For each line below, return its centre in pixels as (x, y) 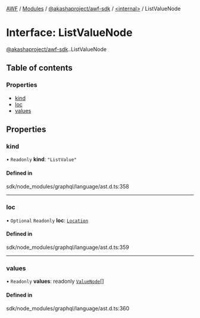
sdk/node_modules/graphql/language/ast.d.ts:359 (68, 248)
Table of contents (39, 68)
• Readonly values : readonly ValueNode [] (55, 281)
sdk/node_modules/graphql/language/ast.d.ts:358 (68, 186)
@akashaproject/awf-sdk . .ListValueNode (57, 49)
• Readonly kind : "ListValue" (42, 159)
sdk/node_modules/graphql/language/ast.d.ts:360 (68, 308)
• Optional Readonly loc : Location (47, 220)
